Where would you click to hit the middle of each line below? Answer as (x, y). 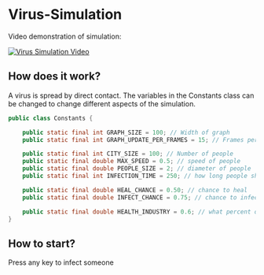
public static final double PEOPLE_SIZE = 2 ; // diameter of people (137, 169)
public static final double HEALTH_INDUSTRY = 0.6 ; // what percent (137, 212)
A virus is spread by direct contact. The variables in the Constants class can (131, 95)
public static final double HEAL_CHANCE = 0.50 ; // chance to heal (135, 190)
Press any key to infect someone (61, 262)
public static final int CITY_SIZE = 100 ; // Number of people (128, 154)
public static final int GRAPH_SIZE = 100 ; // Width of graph (126, 132)
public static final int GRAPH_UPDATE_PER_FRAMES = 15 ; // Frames (133, 139)
